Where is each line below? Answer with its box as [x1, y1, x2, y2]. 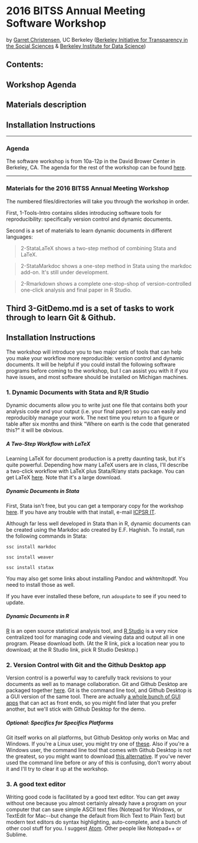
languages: [6, 233, 34, 240]
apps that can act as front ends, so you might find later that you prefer [6, 700, 177, 707]
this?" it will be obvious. [6, 427, 64, 434]
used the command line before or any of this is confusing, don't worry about [6, 759, 192, 766]
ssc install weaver [6, 554, 54, 560]
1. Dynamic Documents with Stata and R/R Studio [6, 388, 149, 396]
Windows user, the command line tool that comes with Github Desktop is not [6, 747, 192, 754]
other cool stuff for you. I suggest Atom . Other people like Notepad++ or [6, 825, 181, 832]
